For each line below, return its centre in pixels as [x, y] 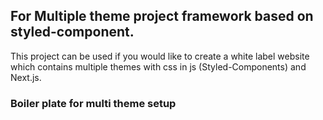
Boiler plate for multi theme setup [93, 103]
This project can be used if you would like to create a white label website [160, 56]
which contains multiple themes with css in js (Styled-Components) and [158, 66]
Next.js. [26, 77]
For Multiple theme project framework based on [162, 16]
